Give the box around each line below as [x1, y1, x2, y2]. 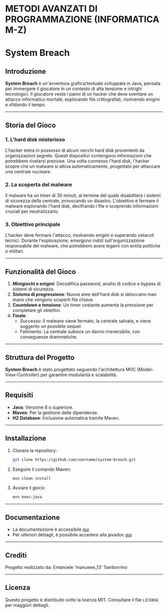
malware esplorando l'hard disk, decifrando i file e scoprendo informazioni [5, 203, 158, 209]
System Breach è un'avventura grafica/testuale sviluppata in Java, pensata [5, 81, 161, 87]
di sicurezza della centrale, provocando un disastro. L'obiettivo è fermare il [5, 198, 159, 204]
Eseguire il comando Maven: [12, 466, 71, 472]
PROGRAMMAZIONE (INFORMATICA [5, 14, 159, 25]
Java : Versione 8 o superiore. [12, 404, 73, 410]
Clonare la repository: [12, 447, 57, 453]
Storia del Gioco [5, 121, 56, 129]
